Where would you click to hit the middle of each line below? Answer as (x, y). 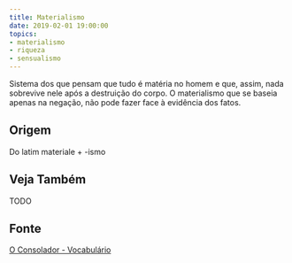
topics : (23, 34)
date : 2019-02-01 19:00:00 (59, 26)
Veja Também (48, 179)
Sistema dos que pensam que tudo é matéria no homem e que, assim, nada (147, 84)
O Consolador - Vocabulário (60, 250)
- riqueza (27, 50)
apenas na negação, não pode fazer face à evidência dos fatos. (125, 102)
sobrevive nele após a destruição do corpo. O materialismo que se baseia (143, 93)
